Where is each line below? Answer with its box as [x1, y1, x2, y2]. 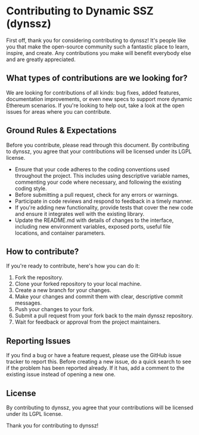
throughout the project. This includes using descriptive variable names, [14, 172, 190, 179]
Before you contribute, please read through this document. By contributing [6, 141, 189, 148]
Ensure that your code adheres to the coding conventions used [14, 166, 170, 173]
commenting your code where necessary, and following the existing [14, 178, 182, 185]
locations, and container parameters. [14, 229, 105, 236]
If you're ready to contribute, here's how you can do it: [6, 262, 140, 270]
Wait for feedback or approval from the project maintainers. [14, 318, 161, 326]
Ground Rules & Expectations [6, 126, 117, 136]
